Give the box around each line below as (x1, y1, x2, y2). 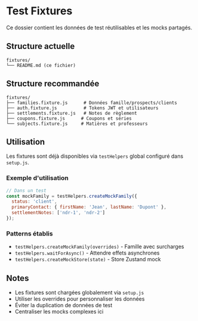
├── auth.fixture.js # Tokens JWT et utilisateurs (6, 105, 159, 111)
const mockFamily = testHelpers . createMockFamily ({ (6, 193, 137, 199)
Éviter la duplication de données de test (14, 302, 113, 309)
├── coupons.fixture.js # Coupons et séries (6, 115, 132, 121)
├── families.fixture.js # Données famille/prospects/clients (6, 100, 178, 106)
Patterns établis (6, 229, 53, 237)
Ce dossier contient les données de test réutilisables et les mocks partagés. (6, 24, 193, 31)
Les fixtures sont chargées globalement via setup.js (14, 289, 144, 296)
